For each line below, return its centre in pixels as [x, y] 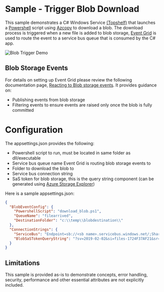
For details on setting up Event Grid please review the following [69, 80]
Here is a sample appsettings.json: [40, 193]
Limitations [22, 263]
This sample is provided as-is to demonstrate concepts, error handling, [76, 275]
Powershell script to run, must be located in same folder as [71, 153]
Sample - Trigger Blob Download [72, 9]
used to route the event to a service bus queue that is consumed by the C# [80, 38]
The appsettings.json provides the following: [50, 143]
